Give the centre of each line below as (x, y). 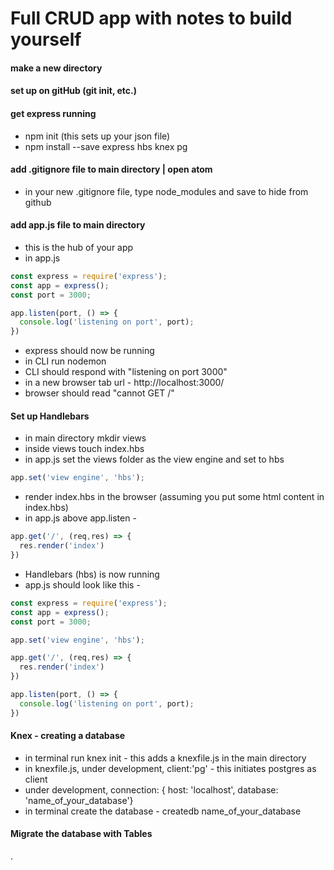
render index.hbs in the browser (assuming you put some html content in (174, 497)
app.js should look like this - (82, 584)
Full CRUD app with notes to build (151, 18)
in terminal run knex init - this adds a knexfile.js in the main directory (165, 758)
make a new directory (56, 68)
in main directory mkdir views (85, 438)
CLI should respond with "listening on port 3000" (126, 372)
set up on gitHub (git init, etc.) (74, 91)
